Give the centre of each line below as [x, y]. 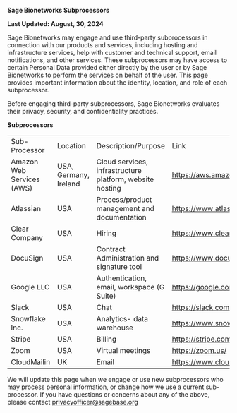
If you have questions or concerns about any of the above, [125, 394]
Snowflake [28, 319]
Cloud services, [122, 162]
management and [126, 209]
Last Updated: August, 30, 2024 [55, 24]
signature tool [119, 267]
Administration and [128, 258]
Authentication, [121, 278]
